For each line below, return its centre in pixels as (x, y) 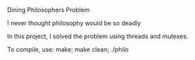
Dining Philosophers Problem (48, 10)
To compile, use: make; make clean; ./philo (68, 49)
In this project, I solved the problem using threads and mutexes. (98, 36)
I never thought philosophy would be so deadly (74, 23)
